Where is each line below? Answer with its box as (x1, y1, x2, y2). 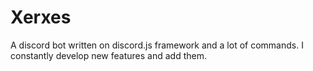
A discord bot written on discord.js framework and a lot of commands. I (10, 39, 304, 51)
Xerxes (10, 6, 72, 29)
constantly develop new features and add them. (10, 49, 207, 61)
